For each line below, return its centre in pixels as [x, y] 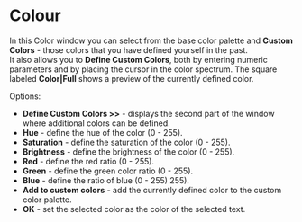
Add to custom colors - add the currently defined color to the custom [152, 190]
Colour [35, 16]
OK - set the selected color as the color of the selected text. [134, 209]
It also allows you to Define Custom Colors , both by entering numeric [139, 59]
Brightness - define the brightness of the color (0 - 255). [128, 151]
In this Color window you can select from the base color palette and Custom [151, 40]
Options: [25, 96]
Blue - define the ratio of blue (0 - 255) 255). [105, 180]
